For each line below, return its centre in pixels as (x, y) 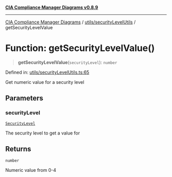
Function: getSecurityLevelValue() (80, 48)
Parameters (24, 98)
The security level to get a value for (43, 133)
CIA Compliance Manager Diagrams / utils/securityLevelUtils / (70, 22)
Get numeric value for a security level (45, 82)
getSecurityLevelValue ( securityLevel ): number (68, 62)
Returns (18, 149)
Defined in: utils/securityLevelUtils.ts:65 (47, 72)
